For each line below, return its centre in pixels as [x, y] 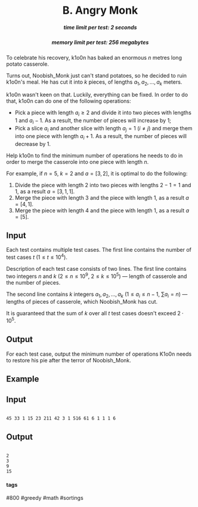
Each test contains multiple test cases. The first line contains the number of [99, 250]
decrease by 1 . [33, 143]
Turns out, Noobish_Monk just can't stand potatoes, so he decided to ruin [96, 75]
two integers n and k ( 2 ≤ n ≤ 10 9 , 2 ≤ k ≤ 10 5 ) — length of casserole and [97, 276]
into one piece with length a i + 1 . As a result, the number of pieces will [100, 137]
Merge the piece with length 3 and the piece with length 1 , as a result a [102, 197]
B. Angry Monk [100, 10]
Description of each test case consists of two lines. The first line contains [96, 268]
